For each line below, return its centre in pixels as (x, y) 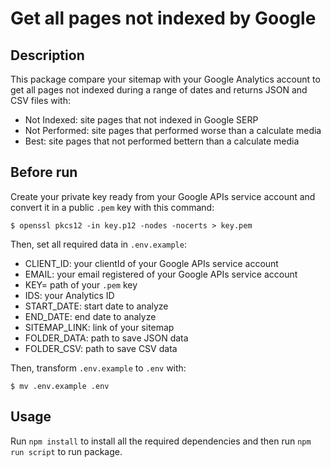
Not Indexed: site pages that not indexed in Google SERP (141, 120)
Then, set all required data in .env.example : (98, 244)
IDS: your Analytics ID (69, 295)
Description (47, 55)
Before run (44, 172)
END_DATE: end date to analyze (90, 316)
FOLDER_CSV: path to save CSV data (101, 348)
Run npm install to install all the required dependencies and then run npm (161, 441)
